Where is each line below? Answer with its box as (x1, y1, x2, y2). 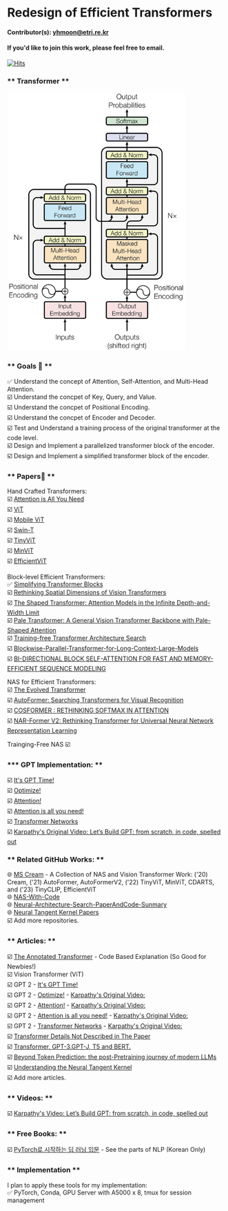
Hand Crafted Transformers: (7, 487, 87, 495)
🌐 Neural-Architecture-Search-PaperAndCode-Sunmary (7, 900, 167, 909)
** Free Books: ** (7, 1128, 68, 1138)
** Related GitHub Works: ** (7, 855, 105, 865)
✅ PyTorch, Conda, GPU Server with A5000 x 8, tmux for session (7, 1188, 191, 1197)
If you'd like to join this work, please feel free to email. (7, 43, 165, 52)
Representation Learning (7, 726, 77, 734)
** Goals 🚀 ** (7, 362, 53, 371)
